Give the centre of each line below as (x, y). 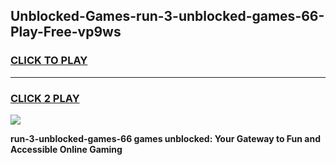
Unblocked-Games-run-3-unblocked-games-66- (167, 16)
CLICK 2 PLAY (45, 98)
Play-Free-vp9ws (66, 32)
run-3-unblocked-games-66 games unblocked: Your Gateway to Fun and (165, 138)
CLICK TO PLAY (49, 61)
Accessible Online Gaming (66, 149)
